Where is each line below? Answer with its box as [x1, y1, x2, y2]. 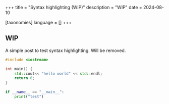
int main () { [5, 66, 33, 71]
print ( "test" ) [14, 94, 44, 99]
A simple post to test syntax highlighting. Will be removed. [5, 47, 126, 54]
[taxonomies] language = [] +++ [5, 20, 72, 25]
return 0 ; [14, 76, 35, 81]
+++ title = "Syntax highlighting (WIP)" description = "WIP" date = [5, 5, 142, 10]
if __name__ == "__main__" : [5, 89, 65, 95]
